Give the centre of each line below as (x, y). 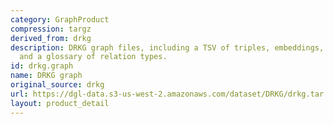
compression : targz (51, 29)
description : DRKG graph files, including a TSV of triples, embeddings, (167, 47)
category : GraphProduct (60, 19)
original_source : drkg (57, 85)
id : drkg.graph (42, 66)
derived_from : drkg (51, 38)
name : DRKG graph (46, 76)
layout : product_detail (60, 103)
